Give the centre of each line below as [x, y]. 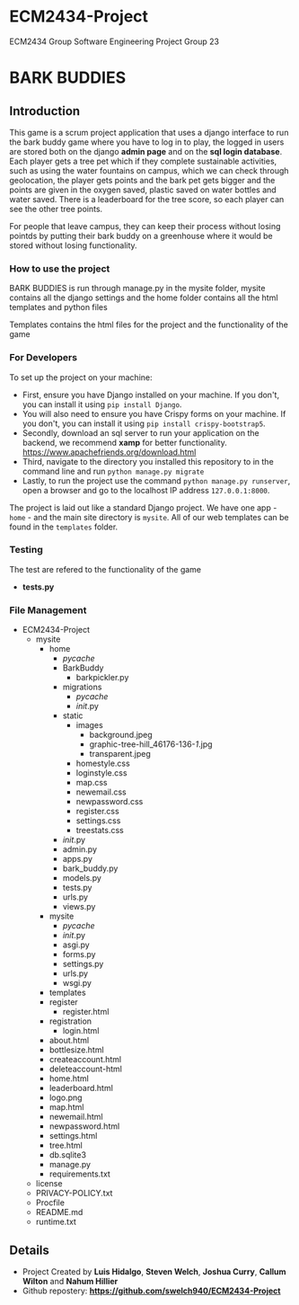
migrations [82, 687]
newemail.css [101, 792]
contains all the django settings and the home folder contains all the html [144, 297]
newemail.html [76, 1117]
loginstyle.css [101, 773]
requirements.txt [79, 1174]
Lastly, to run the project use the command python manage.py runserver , [156, 480]
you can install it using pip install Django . [102, 404]
